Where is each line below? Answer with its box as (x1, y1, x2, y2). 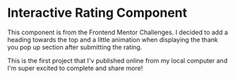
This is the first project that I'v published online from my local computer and (7, 56, 228, 64)
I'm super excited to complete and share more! (7, 64, 143, 72)
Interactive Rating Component (7, 5, 188, 21)
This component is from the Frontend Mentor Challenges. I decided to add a (7, 28, 228, 36)
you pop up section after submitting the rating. (7, 43, 143, 51)
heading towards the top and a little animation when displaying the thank (7, 35, 219, 43)
